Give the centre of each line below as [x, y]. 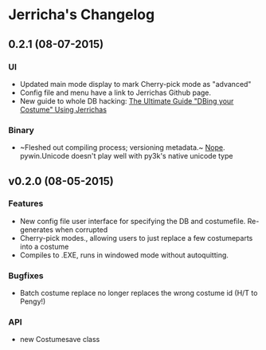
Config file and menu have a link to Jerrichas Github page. [115, 92]
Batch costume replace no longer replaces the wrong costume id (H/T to [139, 293]
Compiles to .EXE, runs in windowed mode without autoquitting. [124, 255]
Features [26, 203]
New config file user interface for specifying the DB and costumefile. [133, 221]
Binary [21, 130]
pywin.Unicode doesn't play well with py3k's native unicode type [126, 156]
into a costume [44, 246]
